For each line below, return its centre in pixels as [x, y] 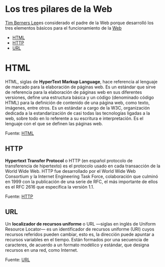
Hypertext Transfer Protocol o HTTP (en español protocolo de [69, 160]
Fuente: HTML [20, 133]
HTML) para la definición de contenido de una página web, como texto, [77, 103]
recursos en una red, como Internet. [42, 250]
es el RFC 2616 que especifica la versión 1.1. [50, 187]
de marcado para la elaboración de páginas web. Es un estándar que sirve [81, 87]
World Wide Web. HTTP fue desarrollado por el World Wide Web [71, 171]
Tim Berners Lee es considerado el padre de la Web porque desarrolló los [79, 23]
